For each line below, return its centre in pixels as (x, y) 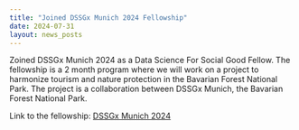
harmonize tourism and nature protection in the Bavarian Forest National (144, 79)
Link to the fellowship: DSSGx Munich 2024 (90, 116)
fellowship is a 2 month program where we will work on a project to (134, 70)
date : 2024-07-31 (42, 26)
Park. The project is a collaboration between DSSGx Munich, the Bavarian (146, 89)
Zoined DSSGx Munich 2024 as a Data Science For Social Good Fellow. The (150, 60)
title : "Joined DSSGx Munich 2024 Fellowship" (98, 18)
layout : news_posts (46, 34)
